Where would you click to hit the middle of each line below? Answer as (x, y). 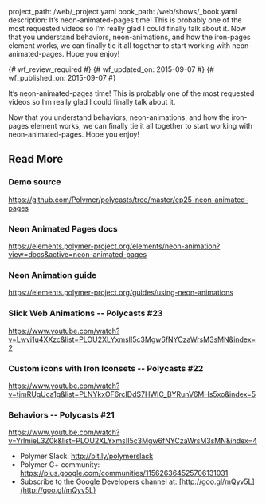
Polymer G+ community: (60, 465)
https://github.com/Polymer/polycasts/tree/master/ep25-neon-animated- (128, 200)
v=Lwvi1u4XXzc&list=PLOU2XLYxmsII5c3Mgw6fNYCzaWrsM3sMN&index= (132, 339)
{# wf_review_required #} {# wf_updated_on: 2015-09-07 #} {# (111, 69)
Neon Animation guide (53, 275)
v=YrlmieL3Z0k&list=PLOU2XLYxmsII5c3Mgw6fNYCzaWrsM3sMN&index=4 (133, 441)
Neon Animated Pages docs (63, 228)
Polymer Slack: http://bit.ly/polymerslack (86, 456)
